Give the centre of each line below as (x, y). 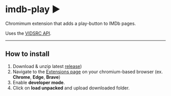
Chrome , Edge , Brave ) (36, 77)
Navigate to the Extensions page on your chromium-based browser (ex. (88, 72)
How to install (27, 54)
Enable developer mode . (39, 82)
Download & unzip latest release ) (47, 66)
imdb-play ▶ (33, 9)
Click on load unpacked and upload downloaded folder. (71, 88)
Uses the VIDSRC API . (28, 33)
